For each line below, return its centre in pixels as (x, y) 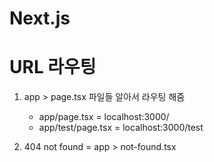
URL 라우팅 (53, 67)
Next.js (40, 18)
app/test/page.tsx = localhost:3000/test (121, 128)
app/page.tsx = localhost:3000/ (104, 117)
